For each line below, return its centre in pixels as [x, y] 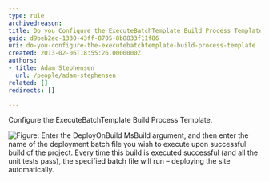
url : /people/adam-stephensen [66, 75]
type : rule [26, 16]
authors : [23, 61]
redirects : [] [32, 90]
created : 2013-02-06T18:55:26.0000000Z [75, 53]
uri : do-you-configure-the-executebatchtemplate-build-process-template [132, 46]
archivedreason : [35, 23]
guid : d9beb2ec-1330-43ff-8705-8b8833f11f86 [84, 38]
